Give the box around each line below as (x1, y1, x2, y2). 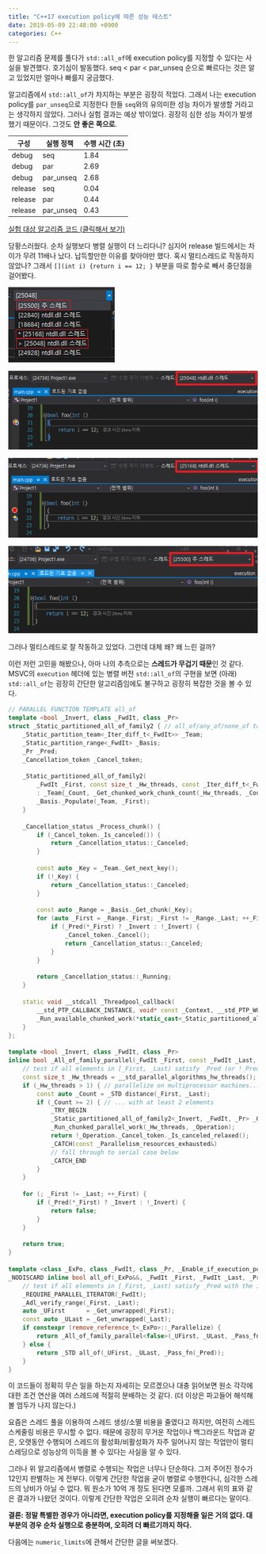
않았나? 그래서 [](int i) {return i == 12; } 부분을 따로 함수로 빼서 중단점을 (8, 261, 253, 270)
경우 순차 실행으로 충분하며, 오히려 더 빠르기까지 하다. (28, 1521, 192, 1530)
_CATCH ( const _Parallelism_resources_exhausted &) (50, 1140, 218, 1148)
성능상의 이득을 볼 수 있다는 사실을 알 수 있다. (42, 1447, 181, 1457)
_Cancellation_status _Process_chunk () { (22, 822, 161, 831)
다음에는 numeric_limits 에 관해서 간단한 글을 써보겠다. (8, 1537, 178, 1547)
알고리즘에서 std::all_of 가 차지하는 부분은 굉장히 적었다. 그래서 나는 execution (8, 90, 256, 99)
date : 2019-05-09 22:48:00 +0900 (8, 21, 119, 29)
